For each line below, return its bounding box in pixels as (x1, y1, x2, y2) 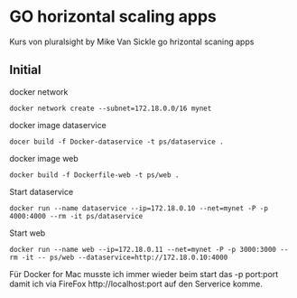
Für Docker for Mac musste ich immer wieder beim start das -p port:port (9, 268, 279, 279)
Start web (9, 228, 46, 238)
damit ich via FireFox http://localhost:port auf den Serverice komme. (9, 278, 264, 289)
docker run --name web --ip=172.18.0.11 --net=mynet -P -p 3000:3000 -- (9, 245, 289, 254)
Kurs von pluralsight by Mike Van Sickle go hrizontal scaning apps (9, 36, 255, 47)
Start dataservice (9, 186, 74, 197)
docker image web (9, 153, 79, 163)
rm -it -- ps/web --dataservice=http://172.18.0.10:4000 (9, 253, 228, 262)
